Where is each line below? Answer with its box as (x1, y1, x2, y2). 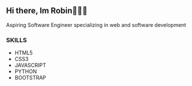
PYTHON (14, 68, 37, 75)
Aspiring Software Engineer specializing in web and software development (6, 21, 187, 28)
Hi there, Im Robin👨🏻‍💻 (6, 6, 88, 16)
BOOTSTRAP (14, 74, 46, 81)
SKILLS (6, 36, 28, 44)
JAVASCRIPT (14, 62, 46, 69)
